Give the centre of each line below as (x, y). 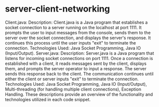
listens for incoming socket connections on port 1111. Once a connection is (79, 58)
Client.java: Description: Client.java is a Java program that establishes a (76, 22)
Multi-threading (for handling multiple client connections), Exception (73, 89)
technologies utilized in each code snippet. (48, 99)
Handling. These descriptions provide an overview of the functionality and (79, 94)
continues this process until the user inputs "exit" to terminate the (71, 43)
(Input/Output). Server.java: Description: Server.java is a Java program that (79, 53)
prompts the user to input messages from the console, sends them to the (78, 32)
